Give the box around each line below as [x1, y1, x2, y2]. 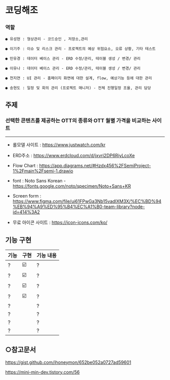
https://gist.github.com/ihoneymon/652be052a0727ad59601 [5, 359, 132, 365]
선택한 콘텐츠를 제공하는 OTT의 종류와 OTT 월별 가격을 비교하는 [5, 117, 151, 124]
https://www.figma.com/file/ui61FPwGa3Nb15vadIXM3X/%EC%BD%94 [12, 198, 162, 205]
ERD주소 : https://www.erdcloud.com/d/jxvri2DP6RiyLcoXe [12, 153, 135, 159]
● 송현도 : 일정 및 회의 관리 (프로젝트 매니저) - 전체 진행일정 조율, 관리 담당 [5, 85, 151, 91]
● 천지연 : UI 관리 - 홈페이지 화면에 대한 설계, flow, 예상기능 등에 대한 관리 [5, 76, 152, 81]
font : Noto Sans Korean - [12, 178, 66, 184]
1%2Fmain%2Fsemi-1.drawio [12, 168, 73, 174]
